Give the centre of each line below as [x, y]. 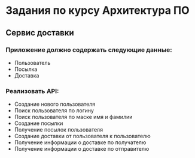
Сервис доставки [40, 33]
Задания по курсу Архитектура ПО [97, 11]
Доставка [27, 75]
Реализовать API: [32, 91]
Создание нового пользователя [55, 104]
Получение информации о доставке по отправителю [82, 149]
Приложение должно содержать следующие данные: [89, 50]
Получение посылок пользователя [58, 130]
